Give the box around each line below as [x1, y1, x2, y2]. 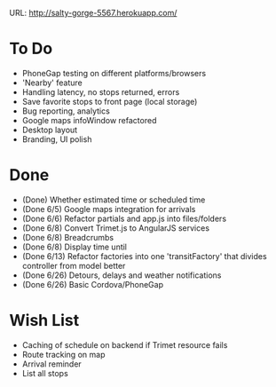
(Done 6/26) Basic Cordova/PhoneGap [21, 279, 164, 289]
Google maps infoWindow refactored [21, 115, 157, 125]
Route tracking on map [21, 349, 106, 359]
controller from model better [21, 260, 126, 271]
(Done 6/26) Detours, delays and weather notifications [21, 270, 222, 280]
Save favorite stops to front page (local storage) [21, 96, 198, 107]
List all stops [21, 367, 68, 378]
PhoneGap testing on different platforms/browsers [21, 67, 207, 78]
